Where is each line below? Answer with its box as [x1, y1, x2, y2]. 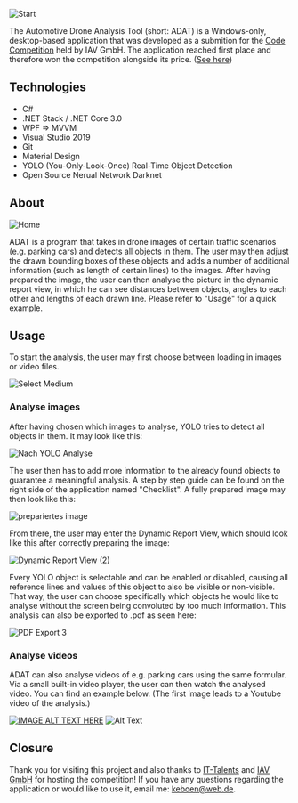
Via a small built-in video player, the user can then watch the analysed [9, 679, 266, 690]
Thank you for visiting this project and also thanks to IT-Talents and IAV [9, 764, 270, 775]
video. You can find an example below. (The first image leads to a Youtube [9, 688, 282, 699]
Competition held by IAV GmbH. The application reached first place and [9, 45, 271, 55]
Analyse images [9, 401, 81, 413]
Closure [9, 741, 54, 756]
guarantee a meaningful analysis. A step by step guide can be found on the [9, 474, 285, 485]
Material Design [21, 150, 80, 161]
